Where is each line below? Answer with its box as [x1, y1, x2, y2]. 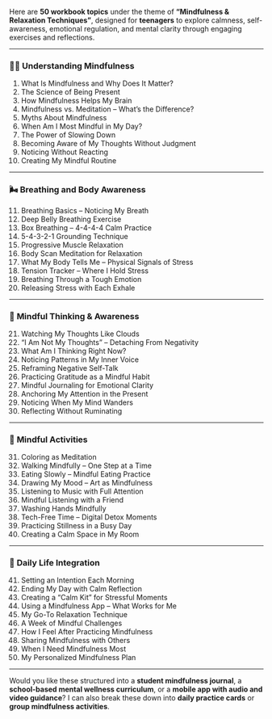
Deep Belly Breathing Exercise [20, 214, 122, 224]
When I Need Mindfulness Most [20, 644, 127, 654]
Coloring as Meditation [20, 452, 97, 462]
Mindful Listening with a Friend [20, 495, 124, 505]
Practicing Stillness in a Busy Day [20, 521, 132, 531]
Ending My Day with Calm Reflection [20, 584, 142, 594]
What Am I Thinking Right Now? [20, 346, 127, 355]
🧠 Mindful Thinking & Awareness [9, 310, 140, 322]
